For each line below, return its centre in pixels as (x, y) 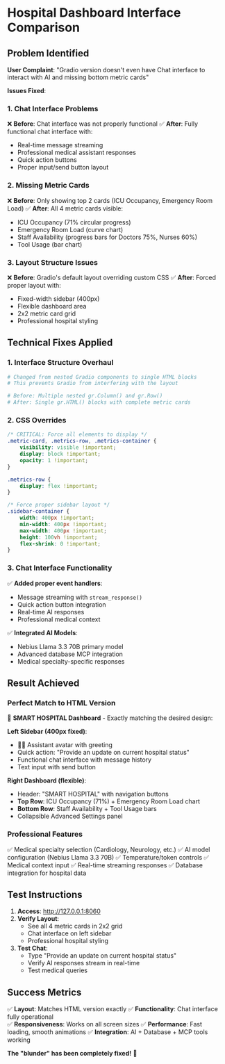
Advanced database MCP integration (70, 654)
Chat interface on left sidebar (69, 933)
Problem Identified (48, 53)
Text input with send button (56, 767)
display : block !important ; (60, 454)
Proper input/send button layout (63, 167)
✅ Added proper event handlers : (55, 583)
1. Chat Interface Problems (53, 108)
